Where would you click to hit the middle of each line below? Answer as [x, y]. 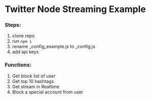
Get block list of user [34, 76]
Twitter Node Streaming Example [75, 9]
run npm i [22, 41]
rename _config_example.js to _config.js [54, 47]
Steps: [13, 25]
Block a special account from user [48, 92]
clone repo [23, 36]
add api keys [25, 52]
